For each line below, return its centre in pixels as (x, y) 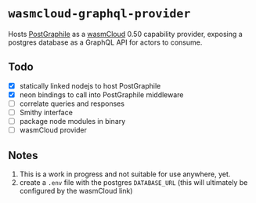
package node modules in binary (72, 121)
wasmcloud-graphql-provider (99, 14)
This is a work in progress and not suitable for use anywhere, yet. (125, 174)
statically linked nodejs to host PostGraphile (90, 85)
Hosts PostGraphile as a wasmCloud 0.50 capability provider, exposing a (125, 34)
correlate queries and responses (72, 103)
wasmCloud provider (53, 130)
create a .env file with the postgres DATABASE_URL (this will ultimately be (133, 182)
